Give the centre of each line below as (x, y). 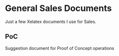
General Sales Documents (59, 8)
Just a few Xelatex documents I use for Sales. (51, 22)
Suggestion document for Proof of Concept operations (60, 48)
